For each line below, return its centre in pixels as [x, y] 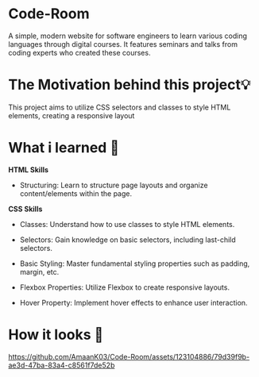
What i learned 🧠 [64, 148]
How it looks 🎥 [56, 335]
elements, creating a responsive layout [72, 115]
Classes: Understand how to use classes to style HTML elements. [127, 224]
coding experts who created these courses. [79, 52]
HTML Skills [29, 169]
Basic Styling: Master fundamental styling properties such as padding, [135, 264]
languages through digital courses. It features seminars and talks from [123, 44]
